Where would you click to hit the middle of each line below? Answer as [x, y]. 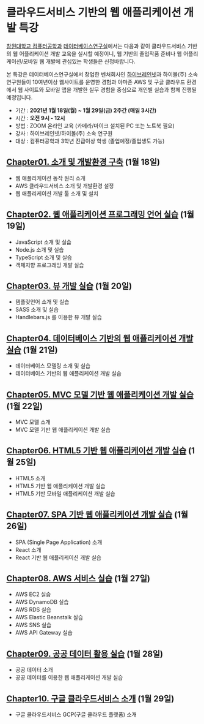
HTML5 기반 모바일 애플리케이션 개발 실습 [65, 493]
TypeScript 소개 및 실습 [43, 257]
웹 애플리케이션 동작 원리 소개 [50, 178]
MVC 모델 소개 [33, 422]
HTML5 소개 [30, 478]
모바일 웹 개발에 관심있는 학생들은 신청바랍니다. [79, 61]
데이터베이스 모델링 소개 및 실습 [53, 366]
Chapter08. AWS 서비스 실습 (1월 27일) [78, 579]
